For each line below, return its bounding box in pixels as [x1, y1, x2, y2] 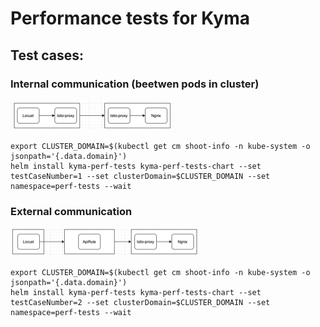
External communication [10, 204, 133, 218]
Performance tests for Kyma [10, 7, 251, 30]
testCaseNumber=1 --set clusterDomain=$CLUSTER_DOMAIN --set [10, 171, 271, 181]
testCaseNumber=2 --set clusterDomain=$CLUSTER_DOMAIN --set [10, 298, 271, 308]
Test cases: [10, 47, 85, 64]
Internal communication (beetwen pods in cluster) [10, 77, 260, 91]
